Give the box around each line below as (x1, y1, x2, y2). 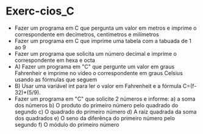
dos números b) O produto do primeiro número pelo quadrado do (14, 101, 179, 109)
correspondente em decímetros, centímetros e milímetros (14, 30, 159, 38)
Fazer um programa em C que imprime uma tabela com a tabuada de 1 (14, 37, 191, 44)
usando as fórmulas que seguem (14, 76, 98, 83)
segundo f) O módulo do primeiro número (14, 121, 119, 128)
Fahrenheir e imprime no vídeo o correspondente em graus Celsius (14, 69, 183, 76)
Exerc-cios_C (5, 4, 74, 18)
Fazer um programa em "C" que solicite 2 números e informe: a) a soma (14, 95, 196, 102)
